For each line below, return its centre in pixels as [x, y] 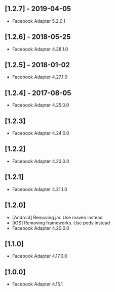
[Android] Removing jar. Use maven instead [57, 217]
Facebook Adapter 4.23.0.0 [41, 161]
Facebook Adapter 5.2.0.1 [39, 21]
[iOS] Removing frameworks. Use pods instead [61, 223]
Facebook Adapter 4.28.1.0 [40, 49]
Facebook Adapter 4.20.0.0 [41, 228]
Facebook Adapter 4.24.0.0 [41, 133]
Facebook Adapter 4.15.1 [37, 284]
